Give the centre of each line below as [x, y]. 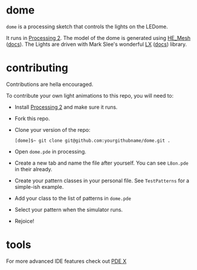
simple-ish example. [39, 186]
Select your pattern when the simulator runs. [69, 209]
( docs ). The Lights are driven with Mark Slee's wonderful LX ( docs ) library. [96, 44]
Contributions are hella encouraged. [50, 84]
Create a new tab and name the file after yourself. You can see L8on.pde [101, 163]
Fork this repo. [32, 118]
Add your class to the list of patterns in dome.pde [73, 198]
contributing [37, 68]
